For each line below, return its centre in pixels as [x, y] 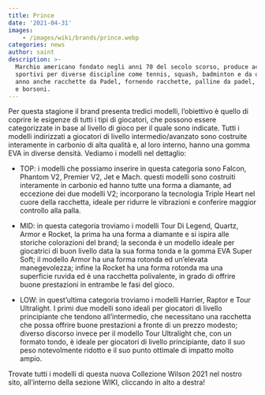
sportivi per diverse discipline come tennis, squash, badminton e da [134, 74]
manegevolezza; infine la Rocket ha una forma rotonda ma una [121, 268]
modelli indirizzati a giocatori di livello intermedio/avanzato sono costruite [128, 137]
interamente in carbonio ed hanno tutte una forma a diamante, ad [125, 186]
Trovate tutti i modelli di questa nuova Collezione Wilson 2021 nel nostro [125, 374]
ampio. [31, 359]
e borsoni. [33, 89]
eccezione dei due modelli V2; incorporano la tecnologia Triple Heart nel [137, 194]
